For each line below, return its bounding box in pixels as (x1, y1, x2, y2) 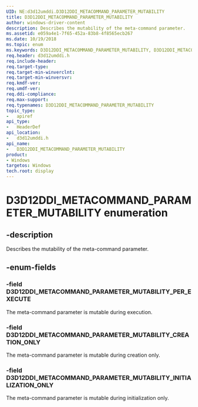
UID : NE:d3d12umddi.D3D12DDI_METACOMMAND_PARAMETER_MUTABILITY (6, 8, 165, 15)
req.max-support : (6, 96, 49, 102)
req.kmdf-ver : (6, 80, 41, 86)
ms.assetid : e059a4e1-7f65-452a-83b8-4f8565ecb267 (6, 31, 133, 37)
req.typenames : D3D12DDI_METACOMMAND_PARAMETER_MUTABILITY (6, 102, 154, 108)
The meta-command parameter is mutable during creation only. (6, 351, 160, 358)
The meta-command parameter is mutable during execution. (6, 308, 153, 315)
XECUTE (6, 295, 31, 303)
